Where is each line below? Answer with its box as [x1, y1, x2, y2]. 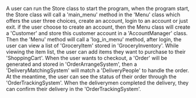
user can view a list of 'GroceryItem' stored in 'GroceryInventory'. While [6, 42, 179, 49]
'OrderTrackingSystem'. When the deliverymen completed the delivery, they [6, 79, 189, 86]
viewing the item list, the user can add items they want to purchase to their [6, 48, 186, 55]
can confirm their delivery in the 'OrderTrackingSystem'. [6, 86, 142, 92]
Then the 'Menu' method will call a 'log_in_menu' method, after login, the [6, 36, 182, 43]
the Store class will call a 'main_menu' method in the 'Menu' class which [6, 11, 180, 18]
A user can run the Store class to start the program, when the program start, [6, 5, 190, 12]
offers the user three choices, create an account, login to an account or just [6, 17, 188, 24]
